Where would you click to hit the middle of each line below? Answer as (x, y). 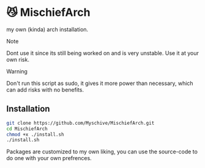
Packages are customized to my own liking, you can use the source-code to (102, 152)
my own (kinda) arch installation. (47, 29)
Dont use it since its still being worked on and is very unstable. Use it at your (102, 53)
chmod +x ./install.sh (35, 134)
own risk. (18, 59)
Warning (17, 71)
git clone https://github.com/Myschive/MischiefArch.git (80, 123)
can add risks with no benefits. (45, 89)
